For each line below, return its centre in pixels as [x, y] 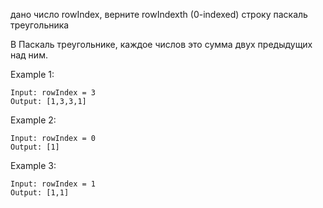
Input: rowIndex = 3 [53, 93]
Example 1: [32, 74]
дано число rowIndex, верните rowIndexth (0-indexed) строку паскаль [159, 14]
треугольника [40, 25]
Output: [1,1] [40, 193]
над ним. [29, 55]
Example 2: [33, 120]
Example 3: [33, 165]
